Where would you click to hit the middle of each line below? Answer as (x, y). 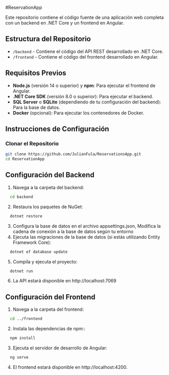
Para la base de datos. (36, 107)
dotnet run (22, 271)
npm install (23, 338)
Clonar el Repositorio (32, 144)
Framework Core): (32, 242)
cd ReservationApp (25, 159)
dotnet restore (26, 216)
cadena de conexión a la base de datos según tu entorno (73, 231)
